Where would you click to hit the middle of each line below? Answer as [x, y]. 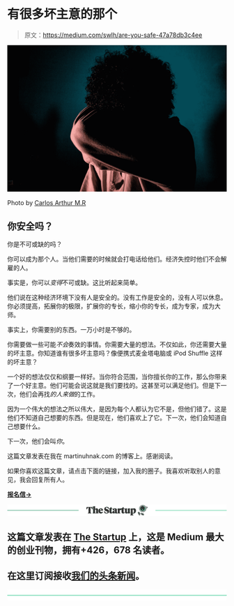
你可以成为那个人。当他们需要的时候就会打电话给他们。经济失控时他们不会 [114, 259]
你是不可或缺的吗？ [35, 244]
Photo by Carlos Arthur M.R [47, 202]
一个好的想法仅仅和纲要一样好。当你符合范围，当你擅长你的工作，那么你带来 [117, 377]
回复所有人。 [49, 480]
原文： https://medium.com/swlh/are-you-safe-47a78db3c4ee [113, 35]
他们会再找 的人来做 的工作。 [59, 394]
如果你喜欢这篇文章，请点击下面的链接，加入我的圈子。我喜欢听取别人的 [111, 471]
